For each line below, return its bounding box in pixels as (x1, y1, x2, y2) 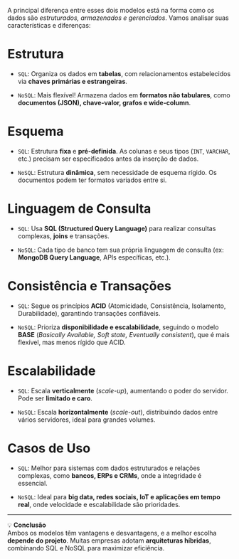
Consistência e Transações (7, 278, 172, 294)
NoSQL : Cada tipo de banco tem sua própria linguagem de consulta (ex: (17, 245, 224, 254)
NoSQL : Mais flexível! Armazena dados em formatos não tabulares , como (17, 90, 230, 99)
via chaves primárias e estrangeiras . (17, 77, 128, 85)
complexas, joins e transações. (17, 231, 110, 240)
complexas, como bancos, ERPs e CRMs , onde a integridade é (17, 471, 202, 479)
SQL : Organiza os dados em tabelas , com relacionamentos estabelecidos (17, 69, 231, 78)
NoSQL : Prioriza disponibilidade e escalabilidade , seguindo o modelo (17, 323, 219, 331)
